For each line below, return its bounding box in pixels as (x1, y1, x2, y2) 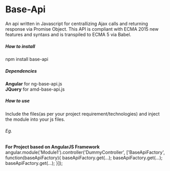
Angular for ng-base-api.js (5, 80, 62, 87)
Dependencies (5, 68, 37, 74)
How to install (5, 43, 35, 49)
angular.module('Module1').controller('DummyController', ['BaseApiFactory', (5, 149, 165, 156)
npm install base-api (5, 56, 49, 62)
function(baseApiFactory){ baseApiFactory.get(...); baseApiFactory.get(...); (5, 155, 163, 161)
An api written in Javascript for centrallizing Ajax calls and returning (5, 20, 148, 27)
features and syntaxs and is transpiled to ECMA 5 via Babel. (5, 31, 132, 37)
